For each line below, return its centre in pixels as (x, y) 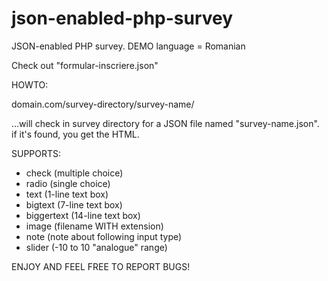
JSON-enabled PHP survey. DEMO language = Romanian (128, 46)
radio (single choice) (68, 183)
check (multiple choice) (74, 173)
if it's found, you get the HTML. (75, 134)
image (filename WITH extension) (94, 226)
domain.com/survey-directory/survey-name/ (103, 104)
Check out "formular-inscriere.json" (85, 65)
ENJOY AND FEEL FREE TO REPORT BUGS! (101, 266)
